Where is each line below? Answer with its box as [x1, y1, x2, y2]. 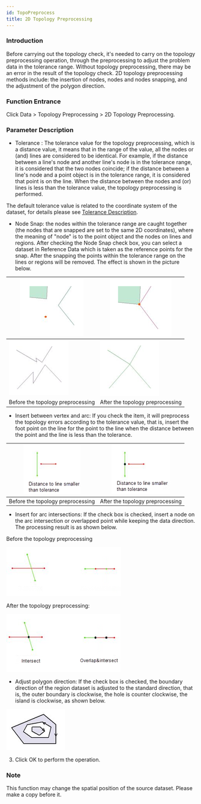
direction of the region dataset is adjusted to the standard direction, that [14, 684, 193, 692]
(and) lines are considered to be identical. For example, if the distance [14, 152, 188, 159]
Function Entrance [6, 97, 61, 105]
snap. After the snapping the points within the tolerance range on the [14, 252, 186, 260]
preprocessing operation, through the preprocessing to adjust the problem [6, 56, 190, 64]
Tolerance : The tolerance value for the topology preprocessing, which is [14, 139, 195, 147]
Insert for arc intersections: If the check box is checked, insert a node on [14, 511, 195, 518]
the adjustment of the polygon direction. [6, 82, 106, 90]
